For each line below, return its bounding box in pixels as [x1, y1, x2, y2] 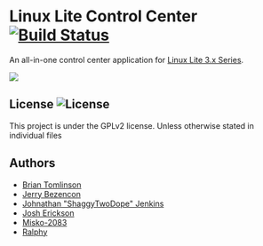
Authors [9, 155, 56, 171]
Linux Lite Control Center [9, 6, 198, 27]
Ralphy [21, 226, 48, 237]
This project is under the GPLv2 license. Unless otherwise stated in [9, 120, 255, 131]
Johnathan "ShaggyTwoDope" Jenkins [21, 198, 164, 209]
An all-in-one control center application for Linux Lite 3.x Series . [9, 54, 244, 65]
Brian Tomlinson [21, 179, 82, 190]
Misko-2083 [21, 217, 68, 227]
